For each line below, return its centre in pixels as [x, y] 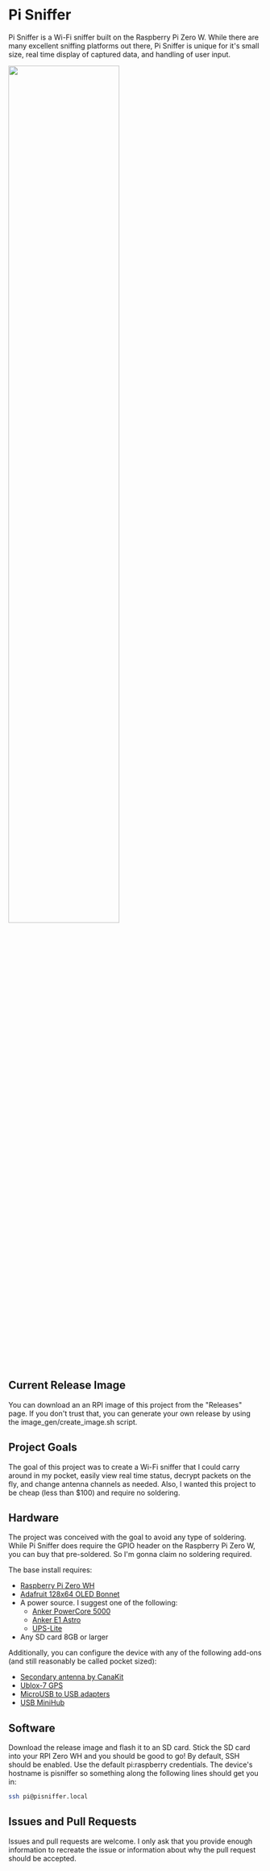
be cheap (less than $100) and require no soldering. [94, 1492]
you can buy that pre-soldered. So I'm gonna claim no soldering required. [130, 1555]
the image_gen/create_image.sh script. [73, 1421]
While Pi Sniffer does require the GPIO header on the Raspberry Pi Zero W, [132, 1546]
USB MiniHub [42, 1703]
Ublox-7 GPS [41, 1685]
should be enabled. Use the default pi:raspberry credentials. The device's [131, 1764]
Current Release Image [67, 1385]
